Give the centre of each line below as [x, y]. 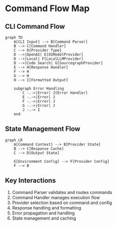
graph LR [14, 140]
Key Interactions [30, 181]
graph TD [14, 37]
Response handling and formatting [47, 208]
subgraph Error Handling [39, 88]
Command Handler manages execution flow [56, 197]
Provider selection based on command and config [62, 203]
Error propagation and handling [43, 213]
